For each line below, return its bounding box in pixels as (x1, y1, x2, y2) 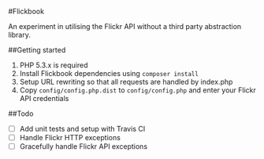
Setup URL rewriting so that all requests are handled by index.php (19, 78, 233, 86)
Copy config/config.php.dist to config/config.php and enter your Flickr (19, 85, 256, 95)
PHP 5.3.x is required (19, 60, 88, 70)
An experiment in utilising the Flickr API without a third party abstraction (8, 22, 242, 31)
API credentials (19, 94, 69, 103)
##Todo (8, 109, 34, 118)
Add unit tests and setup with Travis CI (19, 125, 146, 133)
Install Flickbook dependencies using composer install (19, 69, 199, 78)
